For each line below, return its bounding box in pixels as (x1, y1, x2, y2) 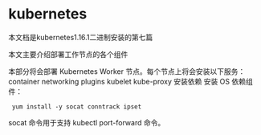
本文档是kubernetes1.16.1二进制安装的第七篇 (8, 32, 153, 42)
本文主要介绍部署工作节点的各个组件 (8, 49, 128, 59)
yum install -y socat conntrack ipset (11, 102, 142, 111)
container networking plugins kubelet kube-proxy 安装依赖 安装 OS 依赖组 (8, 76, 253, 86)
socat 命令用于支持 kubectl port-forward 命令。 (8, 117, 165, 127)
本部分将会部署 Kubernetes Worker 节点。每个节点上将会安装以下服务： (8, 66, 246, 76)
